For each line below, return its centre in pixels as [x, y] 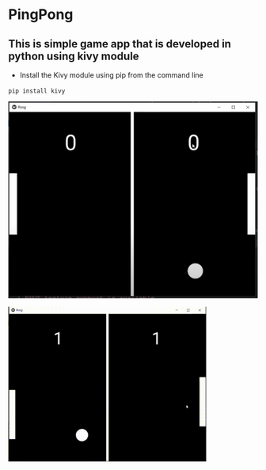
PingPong [41, 15]
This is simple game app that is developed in [120, 44]
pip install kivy [37, 91]
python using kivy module [74, 56]
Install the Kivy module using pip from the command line [111, 75]
